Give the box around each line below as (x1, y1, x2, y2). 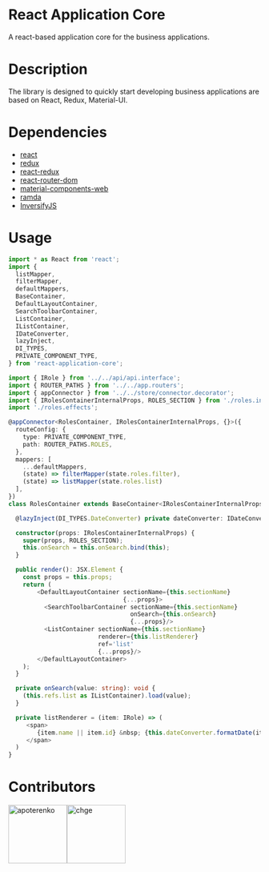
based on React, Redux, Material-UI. (8, 94, 128, 105)
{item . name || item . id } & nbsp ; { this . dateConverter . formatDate (37, 729, 252, 737)
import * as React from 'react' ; (8, 255, 120, 263)
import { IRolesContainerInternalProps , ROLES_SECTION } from (8, 396, 220, 404)
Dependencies (8, 123, 107, 142)
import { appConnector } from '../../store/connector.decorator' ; (8, 388, 235, 397)
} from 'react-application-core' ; (8, 360, 124, 368)
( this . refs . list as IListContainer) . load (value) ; (22, 692, 192, 700)
